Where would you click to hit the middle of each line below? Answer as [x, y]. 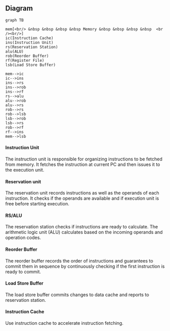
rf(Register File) [25, 60]
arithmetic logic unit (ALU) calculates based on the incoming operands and [84, 232]
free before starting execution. [37, 204]
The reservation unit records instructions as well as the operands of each [82, 193]
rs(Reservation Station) [32, 47]
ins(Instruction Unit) [29, 42]
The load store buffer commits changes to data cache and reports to [77, 294]
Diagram [19, 8]
